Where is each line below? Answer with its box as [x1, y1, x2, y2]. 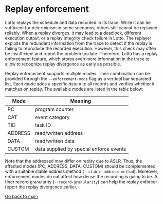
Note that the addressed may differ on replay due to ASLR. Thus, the [5, 158, 143, 164]
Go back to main [5, 193, 38, 199]
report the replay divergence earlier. [5, 184, 77, 190]
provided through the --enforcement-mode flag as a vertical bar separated [5, 76, 152, 82]
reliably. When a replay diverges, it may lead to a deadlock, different [5, 30, 142, 36]
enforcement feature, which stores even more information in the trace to [5, 56, 150, 61]
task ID [35, 122, 51, 128]
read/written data [35, 138, 74, 144]
